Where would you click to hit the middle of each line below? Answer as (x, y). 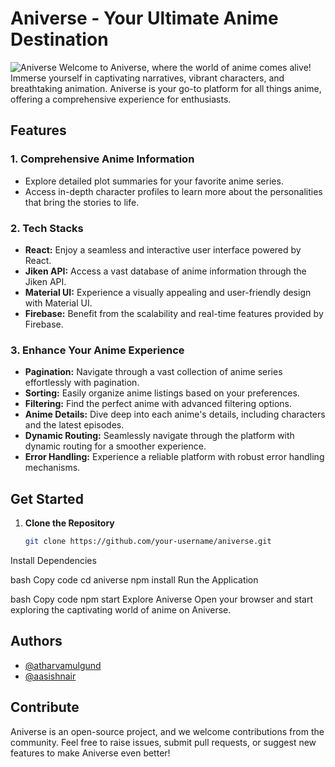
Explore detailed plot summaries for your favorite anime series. (154, 181)
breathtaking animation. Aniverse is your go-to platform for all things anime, (166, 88)
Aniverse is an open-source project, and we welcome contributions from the (167, 731)
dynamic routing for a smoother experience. (115, 446)
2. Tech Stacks (47, 228)
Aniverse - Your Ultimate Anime (144, 18)
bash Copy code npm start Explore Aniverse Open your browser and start (162, 599)
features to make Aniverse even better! (90, 753)
